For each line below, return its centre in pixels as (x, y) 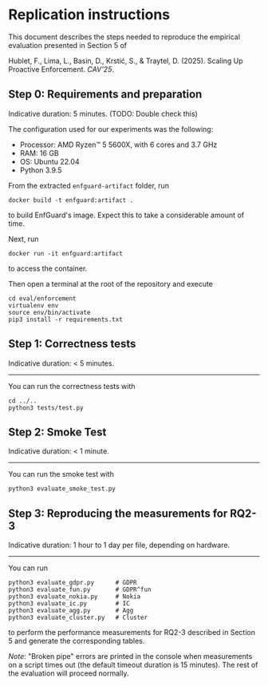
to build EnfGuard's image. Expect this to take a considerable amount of (126, 215)
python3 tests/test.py (46, 408)
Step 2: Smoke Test (57, 432)
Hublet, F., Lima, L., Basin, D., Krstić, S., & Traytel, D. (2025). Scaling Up (126, 61)
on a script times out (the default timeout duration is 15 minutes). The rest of (133, 665)
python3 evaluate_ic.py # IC (69, 604)
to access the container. (48, 268)
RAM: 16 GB (39, 153)
